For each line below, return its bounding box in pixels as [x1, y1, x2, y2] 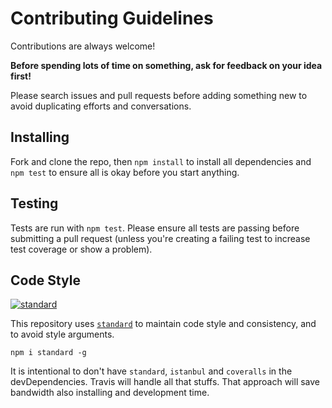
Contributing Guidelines [10, 7, 214, 30]
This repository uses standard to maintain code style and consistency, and [10, 318, 317, 330]
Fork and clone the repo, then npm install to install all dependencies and [10, 155, 312, 167]
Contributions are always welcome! [10, 40, 156, 52]
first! [10, 70, 32, 82]
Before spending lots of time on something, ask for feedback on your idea [10, 59, 323, 71]
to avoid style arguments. [10, 328, 115, 341]
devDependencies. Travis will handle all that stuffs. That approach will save [10, 376, 321, 388]
